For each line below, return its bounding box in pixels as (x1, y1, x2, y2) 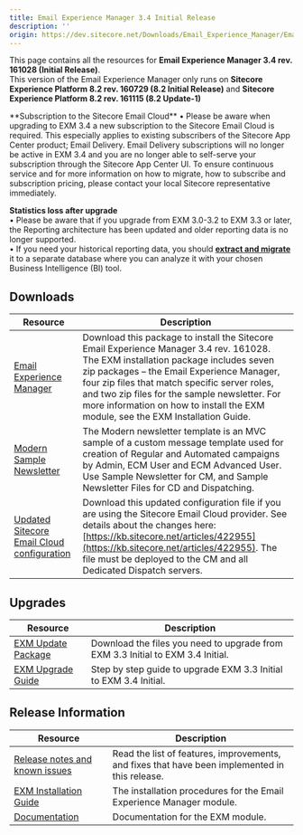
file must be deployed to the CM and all (82, 553, 249, 565)
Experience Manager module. (112, 795, 237, 808)
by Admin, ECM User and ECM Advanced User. (82, 459, 282, 471)
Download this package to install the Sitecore (82, 331, 274, 344)
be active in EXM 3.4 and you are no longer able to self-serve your (9, 149, 257, 160)
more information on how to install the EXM (82, 399, 265, 412)
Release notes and (14, 753, 93, 765)
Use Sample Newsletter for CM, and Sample (82, 470, 269, 483)
